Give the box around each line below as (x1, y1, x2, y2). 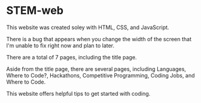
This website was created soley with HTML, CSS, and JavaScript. (6, 24, 170, 31)
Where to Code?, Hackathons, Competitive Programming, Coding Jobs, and (6, 71, 195, 79)
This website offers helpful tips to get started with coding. (6, 90, 151, 97)
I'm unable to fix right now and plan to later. (6, 42, 115, 49)
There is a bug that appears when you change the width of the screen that (6, 35, 192, 42)
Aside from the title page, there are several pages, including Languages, (6, 65, 186, 73)
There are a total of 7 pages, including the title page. (6, 53, 137, 61)
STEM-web (6, 4, 64, 18)
